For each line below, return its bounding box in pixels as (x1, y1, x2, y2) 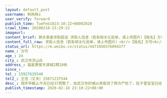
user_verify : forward (5, 16, 50, 21)
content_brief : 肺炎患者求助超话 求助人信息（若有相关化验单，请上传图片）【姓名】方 (5, 35, 162, 40)
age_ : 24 (5, 53, 23, 58)
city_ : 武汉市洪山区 (5, 58, 43, 63)
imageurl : (5, 30, 26, 35)
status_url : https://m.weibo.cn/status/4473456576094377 (5, 44, 126, 49)
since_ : (5, 67, 21, 72)
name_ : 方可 (5, 49, 28, 53)
